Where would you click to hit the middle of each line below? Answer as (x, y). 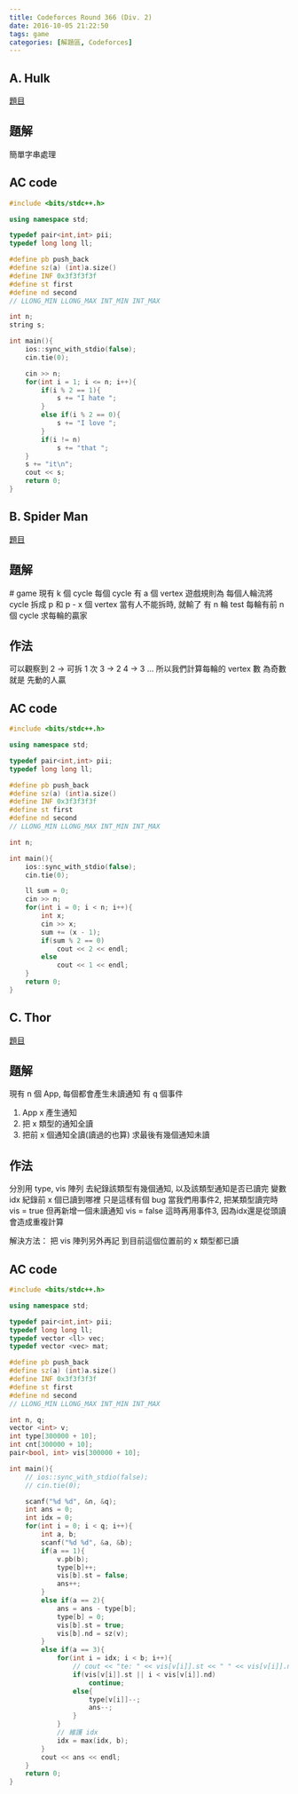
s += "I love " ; (86, 423)
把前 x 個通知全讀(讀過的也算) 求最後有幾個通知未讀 (116, 1135)
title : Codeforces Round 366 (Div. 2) (81, 17)
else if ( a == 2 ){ (73, 1600)
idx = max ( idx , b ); (92, 1741)
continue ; (106, 1683)
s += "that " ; (82, 448)
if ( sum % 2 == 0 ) (73, 940)
